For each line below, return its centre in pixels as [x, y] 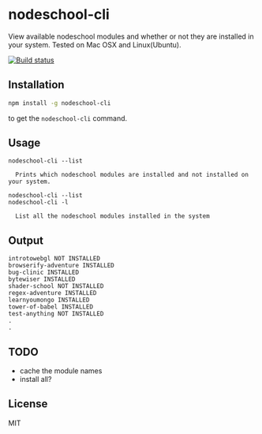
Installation [36, 85]
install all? [36, 380]
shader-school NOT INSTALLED [56, 286]
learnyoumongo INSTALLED [49, 300]
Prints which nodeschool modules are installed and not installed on [132, 175]
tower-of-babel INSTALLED [51, 307]
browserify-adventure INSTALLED [61, 266]
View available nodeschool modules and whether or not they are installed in [131, 36]
